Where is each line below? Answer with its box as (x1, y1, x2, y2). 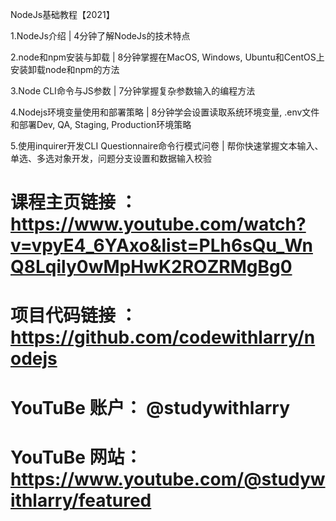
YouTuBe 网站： (10, 446, 143, 468)
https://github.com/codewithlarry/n (10, 326, 316, 349)
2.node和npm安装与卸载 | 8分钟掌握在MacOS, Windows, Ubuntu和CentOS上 (10, 51, 325, 63)
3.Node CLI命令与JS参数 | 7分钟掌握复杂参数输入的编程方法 (10, 85, 256, 97)
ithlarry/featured (10, 489, 152, 512)
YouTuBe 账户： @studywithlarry (10, 396, 291, 419)
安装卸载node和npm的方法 (10, 64, 120, 75)
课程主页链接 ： (10, 191, 138, 214)
